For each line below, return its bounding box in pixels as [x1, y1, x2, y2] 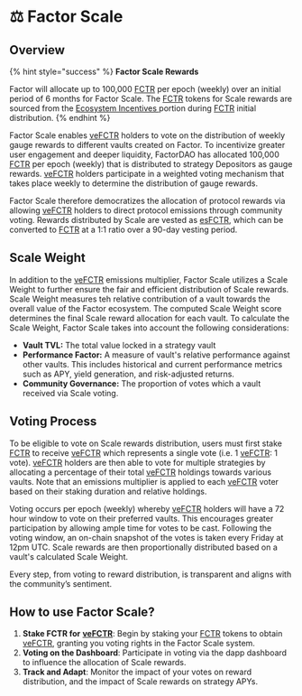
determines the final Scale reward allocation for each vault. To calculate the [9, 312, 290, 323]
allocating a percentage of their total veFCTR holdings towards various [9, 467, 272, 478]
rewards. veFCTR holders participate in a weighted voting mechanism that [9, 169, 285, 179]
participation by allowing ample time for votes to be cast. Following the [9, 522, 272, 534]
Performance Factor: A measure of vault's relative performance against [22, 349, 290, 360]
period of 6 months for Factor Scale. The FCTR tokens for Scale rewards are [9, 93, 293, 104]
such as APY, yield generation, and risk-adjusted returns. [22, 368, 234, 379]
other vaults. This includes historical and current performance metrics [22, 358, 283, 369]
